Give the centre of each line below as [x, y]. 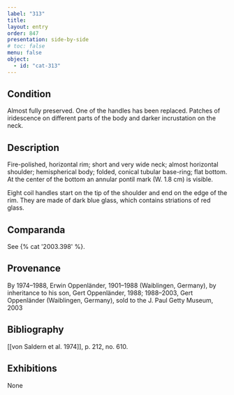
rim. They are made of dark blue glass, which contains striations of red [109, 201]
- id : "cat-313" [37, 66]
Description [33, 148]
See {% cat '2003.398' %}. [46, 247]
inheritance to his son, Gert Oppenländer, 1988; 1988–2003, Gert [100, 293]
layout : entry [28, 27]
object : [19, 59]
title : [17, 20]
